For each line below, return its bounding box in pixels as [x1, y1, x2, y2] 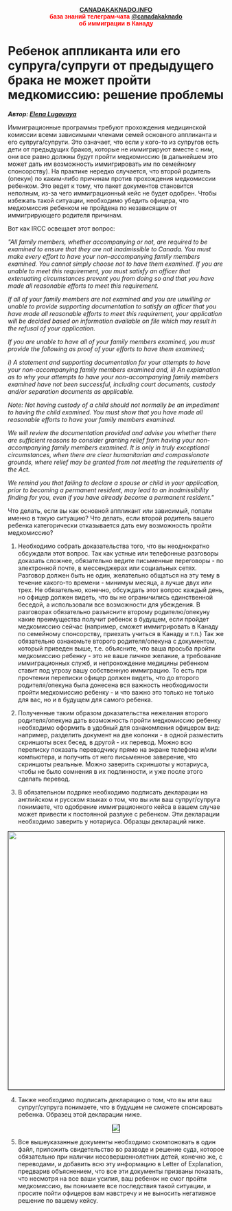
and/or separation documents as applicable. [8, 387, 135, 395]
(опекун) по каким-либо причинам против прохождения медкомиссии [8, 174, 216, 182]
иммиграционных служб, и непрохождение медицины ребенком [17, 659, 209, 667]
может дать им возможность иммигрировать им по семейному [8, 160, 196, 168]
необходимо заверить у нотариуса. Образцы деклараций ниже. [17, 817, 206, 825]
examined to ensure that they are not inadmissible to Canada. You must [8, 244, 211, 253]
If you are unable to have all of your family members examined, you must [8, 337, 216, 346]
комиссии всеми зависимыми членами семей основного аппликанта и [8, 130, 218, 138]
